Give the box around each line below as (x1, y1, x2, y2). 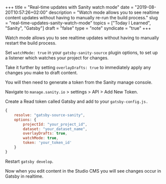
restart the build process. (5, 40, 57, 46)
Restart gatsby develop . (5, 158, 54, 164)
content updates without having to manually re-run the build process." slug (5, 15, 158, 20)
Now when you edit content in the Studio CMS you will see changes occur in (5, 168, 162, 174)
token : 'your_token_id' (23, 140, 72, 145)
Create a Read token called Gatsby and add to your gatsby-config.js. (5, 98, 149, 104)
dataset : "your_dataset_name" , (23, 126, 88, 132)
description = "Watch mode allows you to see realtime (49, 9, 160, 15)
